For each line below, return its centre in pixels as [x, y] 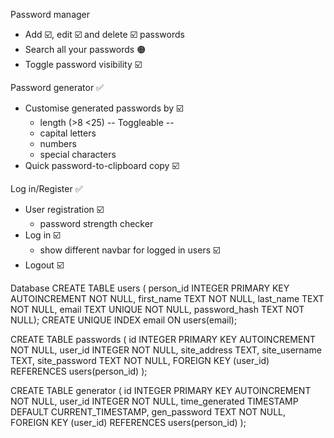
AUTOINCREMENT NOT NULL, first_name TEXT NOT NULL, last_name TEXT [167, 298]
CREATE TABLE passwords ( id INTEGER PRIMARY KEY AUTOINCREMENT [163, 339]
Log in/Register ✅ [46, 188]
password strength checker [96, 223]
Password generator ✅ [57, 87]
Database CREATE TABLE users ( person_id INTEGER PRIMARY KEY [150, 288]
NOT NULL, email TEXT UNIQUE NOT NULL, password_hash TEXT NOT [157, 309]
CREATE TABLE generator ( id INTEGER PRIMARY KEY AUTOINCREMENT [161, 390]
